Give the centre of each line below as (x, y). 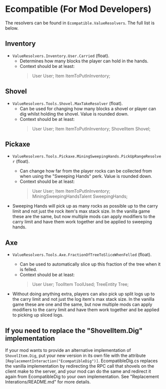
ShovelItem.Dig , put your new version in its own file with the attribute (76, 356)
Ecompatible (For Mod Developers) (78, 9)
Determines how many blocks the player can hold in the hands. (84, 61)
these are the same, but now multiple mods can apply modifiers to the (84, 217)
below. (12, 28)
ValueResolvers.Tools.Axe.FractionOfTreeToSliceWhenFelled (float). (82, 255)
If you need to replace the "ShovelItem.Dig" (74, 331)
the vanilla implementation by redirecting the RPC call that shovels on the (80, 366)
